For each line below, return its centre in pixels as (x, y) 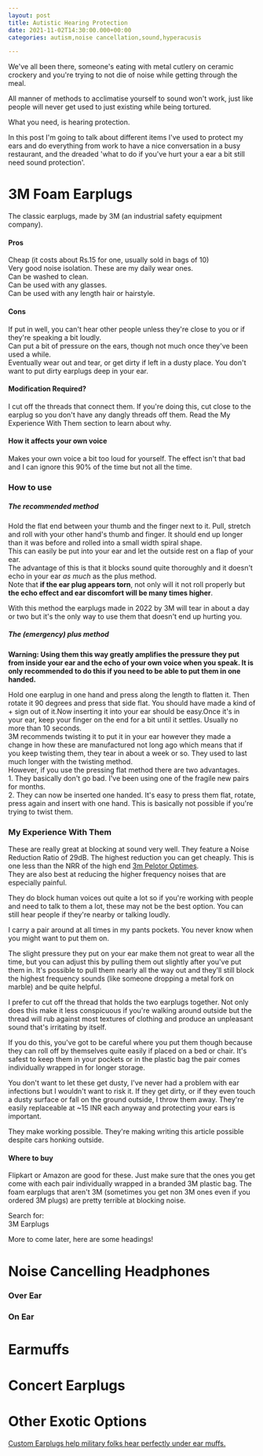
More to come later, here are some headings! (81, 1240)
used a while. (29, 354)
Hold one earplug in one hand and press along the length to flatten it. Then (129, 694)
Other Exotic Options (78, 1421)
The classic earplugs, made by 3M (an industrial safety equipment (115, 216)
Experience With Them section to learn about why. (90, 423)
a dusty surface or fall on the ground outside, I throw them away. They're (126, 1099)
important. (25, 1116)
